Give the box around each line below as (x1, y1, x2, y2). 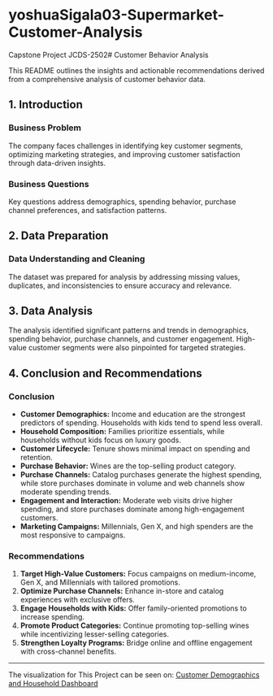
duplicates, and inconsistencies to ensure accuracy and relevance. (8, 281, 232, 290)
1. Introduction (8, 98, 83, 111)
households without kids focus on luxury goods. (19, 435, 181, 445)
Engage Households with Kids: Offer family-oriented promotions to (19, 603, 248, 613)
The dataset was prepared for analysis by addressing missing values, (8, 272, 240, 281)
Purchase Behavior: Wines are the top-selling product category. (19, 461, 236, 471)
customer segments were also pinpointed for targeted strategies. (28, 343, 246, 353)
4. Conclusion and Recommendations (8, 366, 203, 380)
